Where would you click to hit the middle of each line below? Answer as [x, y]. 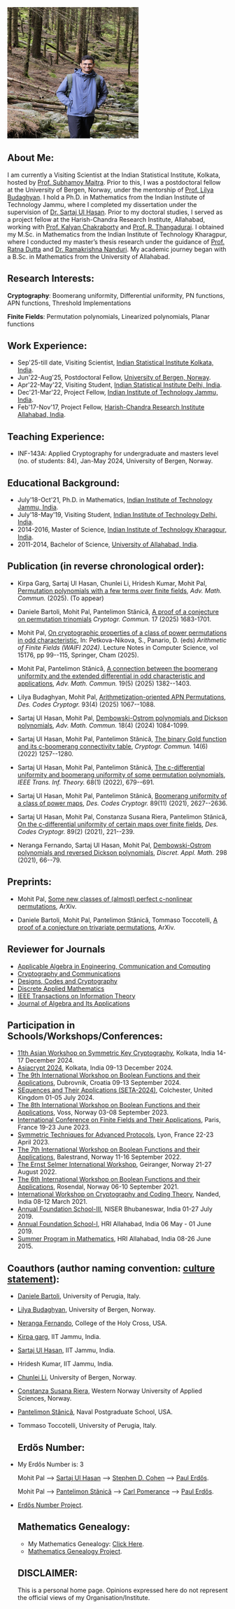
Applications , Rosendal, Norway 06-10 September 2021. [98, 1187]
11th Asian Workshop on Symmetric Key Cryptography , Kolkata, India [116, 1053]
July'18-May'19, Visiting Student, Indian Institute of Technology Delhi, [117, 515]
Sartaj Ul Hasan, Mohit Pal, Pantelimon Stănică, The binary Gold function [122, 739]
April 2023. [34, 1142]
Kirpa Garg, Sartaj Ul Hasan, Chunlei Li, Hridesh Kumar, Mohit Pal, [112, 583]
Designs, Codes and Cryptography [67, 981]
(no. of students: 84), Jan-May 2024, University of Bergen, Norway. [115, 461]
